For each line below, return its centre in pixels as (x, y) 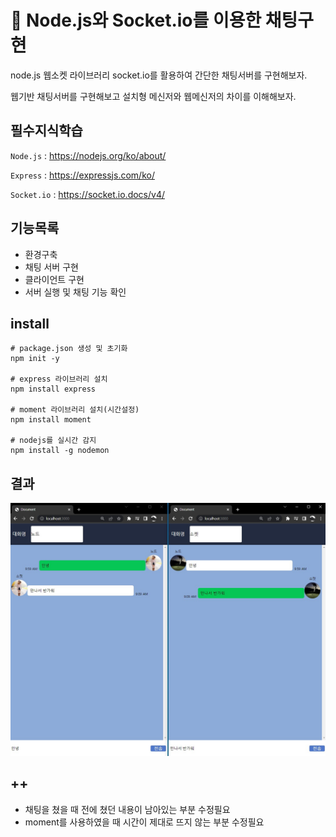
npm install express (53, 389)
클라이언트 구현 (54, 279)
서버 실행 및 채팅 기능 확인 (75, 292)
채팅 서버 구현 (51, 267)
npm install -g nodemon (60, 451)
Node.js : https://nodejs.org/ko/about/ (88, 155)
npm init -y (35, 359)
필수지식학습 (46, 131)
